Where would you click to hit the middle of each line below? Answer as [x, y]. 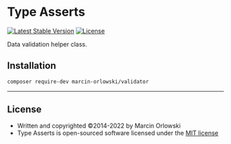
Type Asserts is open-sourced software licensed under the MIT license [118, 133]
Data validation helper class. [47, 44]
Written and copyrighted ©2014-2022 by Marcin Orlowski [99, 126]
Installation [32, 66]
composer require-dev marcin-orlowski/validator [78, 82]
